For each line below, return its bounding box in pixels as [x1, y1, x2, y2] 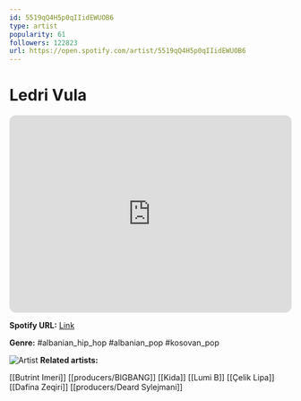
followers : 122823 [9, 38, 78, 48]
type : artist [9, 22, 58, 31]
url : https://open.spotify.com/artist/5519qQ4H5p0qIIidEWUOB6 [9, 47, 246, 56]
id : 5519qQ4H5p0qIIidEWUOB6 [9, 13, 115, 22]
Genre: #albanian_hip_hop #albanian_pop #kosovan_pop [9, 337, 219, 348]
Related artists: [39, 355, 99, 366]
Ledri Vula [9, 85, 88, 106]
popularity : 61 [9, 30, 66, 39]
